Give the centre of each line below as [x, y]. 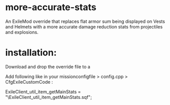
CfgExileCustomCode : [29, 82]
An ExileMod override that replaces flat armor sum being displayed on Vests [85, 21]
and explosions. [22, 32]
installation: [31, 53]
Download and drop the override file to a [48, 66]
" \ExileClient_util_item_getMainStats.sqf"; [48, 97]
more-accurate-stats [51, 7]
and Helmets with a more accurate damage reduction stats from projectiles [84, 26]
